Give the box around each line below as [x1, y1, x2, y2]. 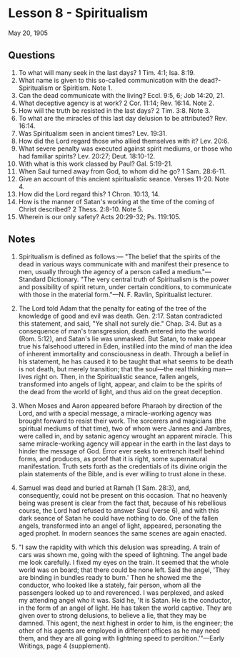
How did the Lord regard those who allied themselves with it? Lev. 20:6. [18, 136, 229, 145]
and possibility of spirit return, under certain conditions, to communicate [18, 282, 232, 291]
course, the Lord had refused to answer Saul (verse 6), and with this [18, 506, 220, 515]
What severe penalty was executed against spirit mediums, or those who [18, 144, 233, 153]
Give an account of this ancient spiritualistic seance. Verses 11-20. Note [18, 174, 229, 183]
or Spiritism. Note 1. [54, 84, 113, 92]
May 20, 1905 [8, 29, 49, 37]
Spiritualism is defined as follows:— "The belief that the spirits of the [18, 252, 221, 261]
